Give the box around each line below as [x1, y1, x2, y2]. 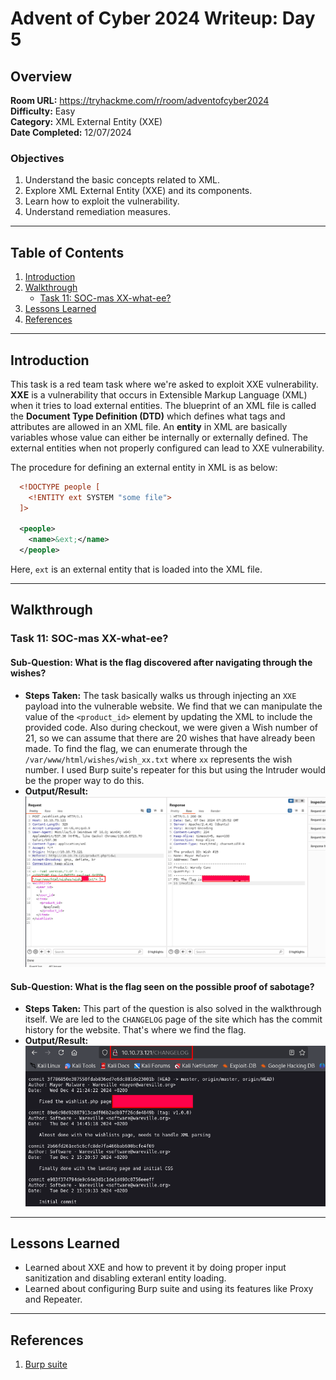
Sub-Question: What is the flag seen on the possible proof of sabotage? [10, 980, 315, 992]
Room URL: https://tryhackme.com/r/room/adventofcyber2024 [10, 95, 270, 106]
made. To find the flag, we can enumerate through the [24, 742, 248, 754]
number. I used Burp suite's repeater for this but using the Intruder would [24, 763, 326, 776]
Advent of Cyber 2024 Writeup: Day [10, 7, 316, 30]
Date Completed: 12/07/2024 [10, 127, 132, 138]
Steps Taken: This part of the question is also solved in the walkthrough [24, 1003, 322, 1015]
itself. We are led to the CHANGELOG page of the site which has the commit [24, 1013, 323, 1026]
